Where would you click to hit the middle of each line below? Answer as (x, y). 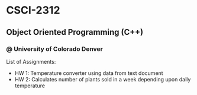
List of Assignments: (31, 61)
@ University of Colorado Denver (55, 49)
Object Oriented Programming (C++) (75, 32)
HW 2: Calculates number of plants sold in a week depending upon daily (103, 79)
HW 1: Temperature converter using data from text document (89, 73)
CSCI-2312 (33, 10)
